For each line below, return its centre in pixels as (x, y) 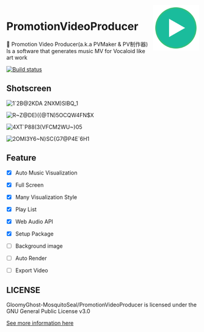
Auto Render (31, 258)
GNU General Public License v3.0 (48, 311)
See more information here (40, 323)
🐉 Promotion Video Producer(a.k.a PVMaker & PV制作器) (77, 44)
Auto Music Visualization (46, 173)
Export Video (31, 270)
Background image (39, 246)
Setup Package (34, 234)
